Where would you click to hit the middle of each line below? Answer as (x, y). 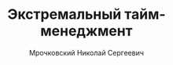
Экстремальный (64, 14)
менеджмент (86, 31)
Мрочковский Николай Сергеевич (86, 52)
